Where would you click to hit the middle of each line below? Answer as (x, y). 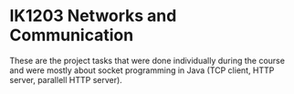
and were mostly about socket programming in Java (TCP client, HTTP (142, 70)
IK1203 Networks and (93, 16)
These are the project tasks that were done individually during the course (147, 60)
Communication (72, 35)
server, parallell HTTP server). (66, 79)
